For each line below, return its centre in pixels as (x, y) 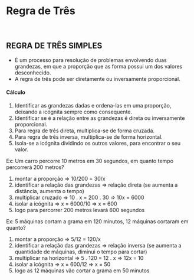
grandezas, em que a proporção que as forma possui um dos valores (98, 66)
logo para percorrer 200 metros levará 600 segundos (80, 210)
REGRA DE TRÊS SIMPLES (54, 46)
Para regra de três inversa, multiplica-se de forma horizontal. (89, 136)
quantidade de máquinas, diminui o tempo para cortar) (81, 252)
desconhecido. (33, 73)
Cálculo (16, 92)
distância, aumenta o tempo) (49, 191)
